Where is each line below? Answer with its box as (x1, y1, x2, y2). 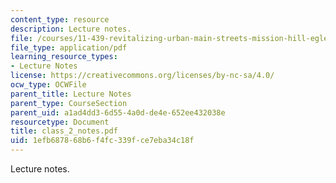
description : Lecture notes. (10, 24, 132, 34)
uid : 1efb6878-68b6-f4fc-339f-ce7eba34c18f (10, 136, 195, 146)
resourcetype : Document (10, 117, 110, 127)
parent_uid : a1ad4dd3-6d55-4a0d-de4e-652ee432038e (10, 107, 226, 118)
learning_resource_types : (10, 52, 118, 62)
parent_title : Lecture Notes (10, 89, 132, 99)
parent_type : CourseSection (10, 98, 128, 108)
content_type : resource (10, 14, 110, 25)
